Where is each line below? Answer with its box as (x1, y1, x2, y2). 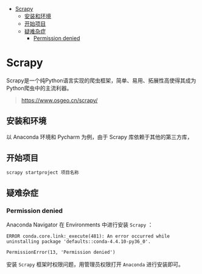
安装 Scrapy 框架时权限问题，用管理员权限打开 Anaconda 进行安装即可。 (6, 261, 184, 268)
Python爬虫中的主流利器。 (6, 84, 72, 92)
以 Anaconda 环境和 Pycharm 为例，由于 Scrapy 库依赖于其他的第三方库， (6, 133, 193, 140)
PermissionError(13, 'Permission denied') (6, 250, 116, 256)
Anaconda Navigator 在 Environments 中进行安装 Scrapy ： (6, 221, 153, 228)
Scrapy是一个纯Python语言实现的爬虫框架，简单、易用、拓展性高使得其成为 (6, 76, 197, 84)
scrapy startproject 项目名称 (6, 169, 79, 176)
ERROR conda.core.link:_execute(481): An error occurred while (6, 233, 170, 240)
